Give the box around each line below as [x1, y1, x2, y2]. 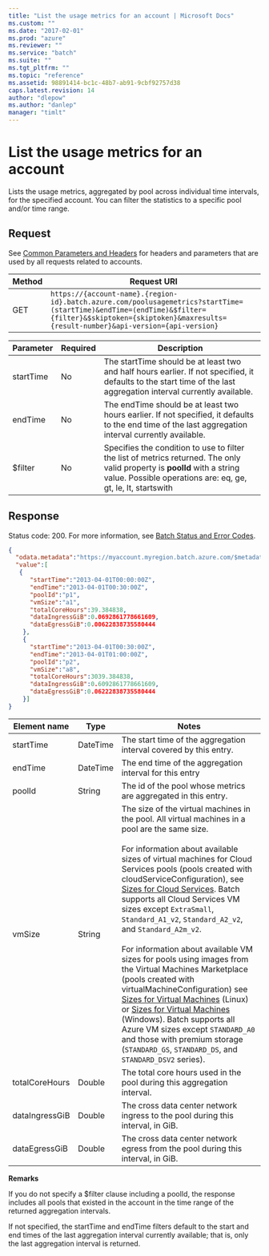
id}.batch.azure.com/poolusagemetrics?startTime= [50, 297, 243, 306]
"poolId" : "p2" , [29, 658, 81, 666]
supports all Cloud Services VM [121, 893, 240, 904]
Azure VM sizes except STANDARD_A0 [121, 1024, 255, 1035]
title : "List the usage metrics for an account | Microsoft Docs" [8, 11, 235, 20]
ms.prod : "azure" [8, 34, 66, 42]
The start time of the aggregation [121, 734, 246, 745]
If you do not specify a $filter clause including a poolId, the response [8, 1189, 235, 1198]
